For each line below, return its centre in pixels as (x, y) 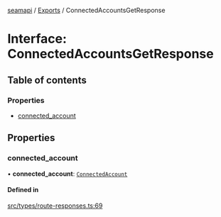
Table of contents (47, 80)
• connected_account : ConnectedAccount (68, 174)
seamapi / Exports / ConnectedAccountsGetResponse (86, 10)
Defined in (23, 190)
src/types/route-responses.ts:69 (55, 206)
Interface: (37, 39)
